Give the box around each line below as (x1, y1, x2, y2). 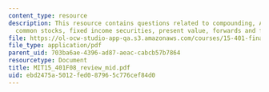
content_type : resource (8, 11, 88, 20)
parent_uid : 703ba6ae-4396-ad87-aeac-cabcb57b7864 (8, 49, 181, 57)
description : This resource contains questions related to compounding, (8, 19, 256, 27)
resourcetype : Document (8, 57, 88, 65)
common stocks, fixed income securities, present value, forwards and (15, 26, 256, 34)
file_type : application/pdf (8, 42, 102, 50)
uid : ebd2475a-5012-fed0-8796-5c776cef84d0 (8, 71, 156, 79)
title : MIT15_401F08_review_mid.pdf (8, 64, 130, 72)
